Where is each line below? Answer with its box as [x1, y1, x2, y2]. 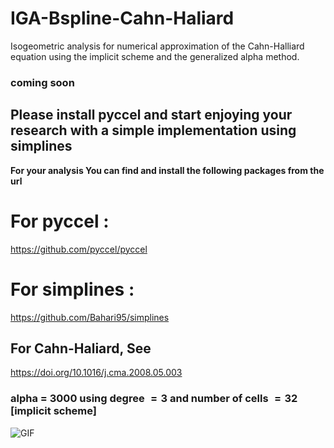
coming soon [10, 75, 75, 89]
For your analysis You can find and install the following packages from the [10, 164, 325, 176]
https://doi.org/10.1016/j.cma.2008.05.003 [10, 367, 183, 379]
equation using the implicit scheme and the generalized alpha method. [10, 50, 300, 62]
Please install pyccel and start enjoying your [10, 107, 293, 124]
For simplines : [10, 278, 135, 301]
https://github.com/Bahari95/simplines [10, 311, 170, 323]
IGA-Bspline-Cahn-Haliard [10, 7, 235, 30]
